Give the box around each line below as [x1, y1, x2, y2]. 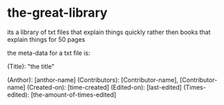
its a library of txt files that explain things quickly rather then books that [7, 28, 211, 36]
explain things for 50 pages [7, 35, 85, 43]
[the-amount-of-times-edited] [31, 90, 117, 99]
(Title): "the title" [7, 62, 55, 70]
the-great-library [7, 5, 107, 21]
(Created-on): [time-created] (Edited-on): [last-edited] [26, 83, 182, 91]
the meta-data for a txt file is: [7, 49, 91, 57]
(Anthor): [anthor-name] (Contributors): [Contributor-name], [7, 75, 179, 84]
